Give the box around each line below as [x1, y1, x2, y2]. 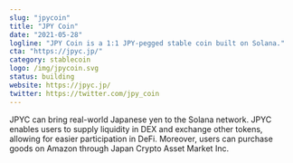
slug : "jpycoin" [9, 13, 71, 23]
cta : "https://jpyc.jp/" [9, 47, 103, 56]
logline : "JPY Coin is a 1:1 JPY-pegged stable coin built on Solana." [9, 38, 285, 48]
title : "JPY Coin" [9, 22, 79, 31]
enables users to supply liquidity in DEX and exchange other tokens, [9, 123, 263, 134]
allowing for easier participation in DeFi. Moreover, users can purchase [9, 133, 273, 144]
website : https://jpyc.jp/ [9, 81, 111, 90]
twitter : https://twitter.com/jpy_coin [9, 89, 160, 98]
